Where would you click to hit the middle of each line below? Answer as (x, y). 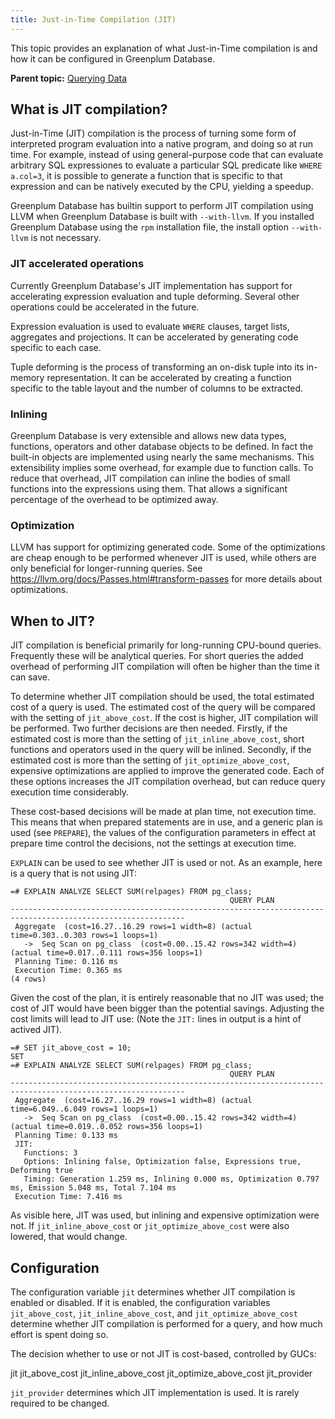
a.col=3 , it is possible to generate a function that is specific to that (146, 176)
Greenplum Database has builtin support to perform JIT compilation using (162, 206)
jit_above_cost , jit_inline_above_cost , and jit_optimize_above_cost (154, 1313)
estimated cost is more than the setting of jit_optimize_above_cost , (150, 760)
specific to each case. (56, 347)
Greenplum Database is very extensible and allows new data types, (148, 436)
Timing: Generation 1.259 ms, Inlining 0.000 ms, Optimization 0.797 (171, 1179)
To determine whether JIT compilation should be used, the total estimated (162, 697)
